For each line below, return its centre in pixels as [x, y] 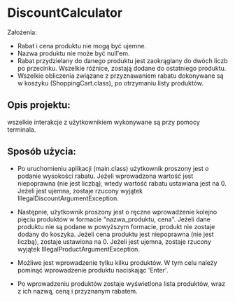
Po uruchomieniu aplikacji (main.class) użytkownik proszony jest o [113, 168]
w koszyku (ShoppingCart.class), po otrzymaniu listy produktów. [111, 83]
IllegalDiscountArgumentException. [68, 198]
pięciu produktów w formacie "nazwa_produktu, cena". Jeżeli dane [114, 219]
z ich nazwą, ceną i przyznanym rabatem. [77, 291]
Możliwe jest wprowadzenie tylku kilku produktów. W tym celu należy [117, 262]
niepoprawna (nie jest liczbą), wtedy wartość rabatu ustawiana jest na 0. [122, 183]
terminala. [22, 129]
